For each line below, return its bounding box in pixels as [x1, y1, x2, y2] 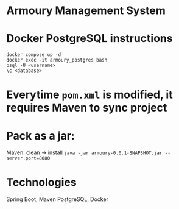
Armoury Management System [6, 4, 166, 18]
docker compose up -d [6, 52, 61, 58]
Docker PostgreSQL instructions [6, 32, 173, 46]
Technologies [6, 175, 77, 190]
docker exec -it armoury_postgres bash [6, 57, 108, 63]
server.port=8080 [6, 155, 51, 161]
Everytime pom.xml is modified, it [6, 88, 173, 102]
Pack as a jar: [6, 129, 75, 143]
